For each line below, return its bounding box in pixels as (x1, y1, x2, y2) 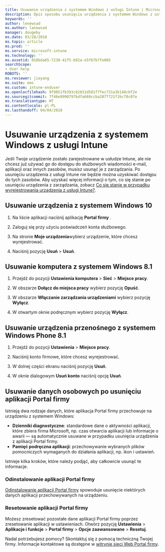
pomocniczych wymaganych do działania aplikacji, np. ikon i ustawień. (12, 449, 155, 455)
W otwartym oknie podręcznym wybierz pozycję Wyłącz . (12, 309, 129, 315)
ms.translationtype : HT (5, 99, 54, 104)
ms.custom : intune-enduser (5, 85, 60, 90)
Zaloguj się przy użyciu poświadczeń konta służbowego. (12, 224, 127, 230)
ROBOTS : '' (5, 71, 27, 76)
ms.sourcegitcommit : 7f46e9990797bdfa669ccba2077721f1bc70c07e (5, 94, 137, 99)
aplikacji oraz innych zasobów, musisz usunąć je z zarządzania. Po (5, 166, 140, 172)
